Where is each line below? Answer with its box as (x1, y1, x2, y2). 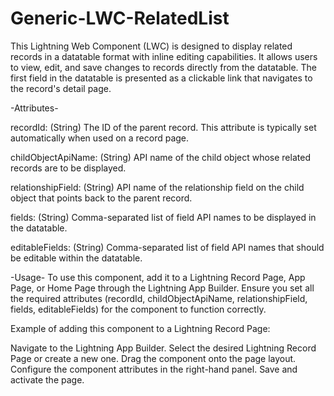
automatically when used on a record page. (10, 132, 190, 144)
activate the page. (10, 373, 85, 386)
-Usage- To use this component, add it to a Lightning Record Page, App (10, 271, 306, 283)
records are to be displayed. (10, 162, 127, 174)
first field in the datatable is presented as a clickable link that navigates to (10, 72, 313, 84)
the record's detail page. (10, 82, 112, 94)
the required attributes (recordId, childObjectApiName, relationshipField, (10, 292, 308, 304)
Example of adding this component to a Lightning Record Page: (10, 322, 271, 334)
